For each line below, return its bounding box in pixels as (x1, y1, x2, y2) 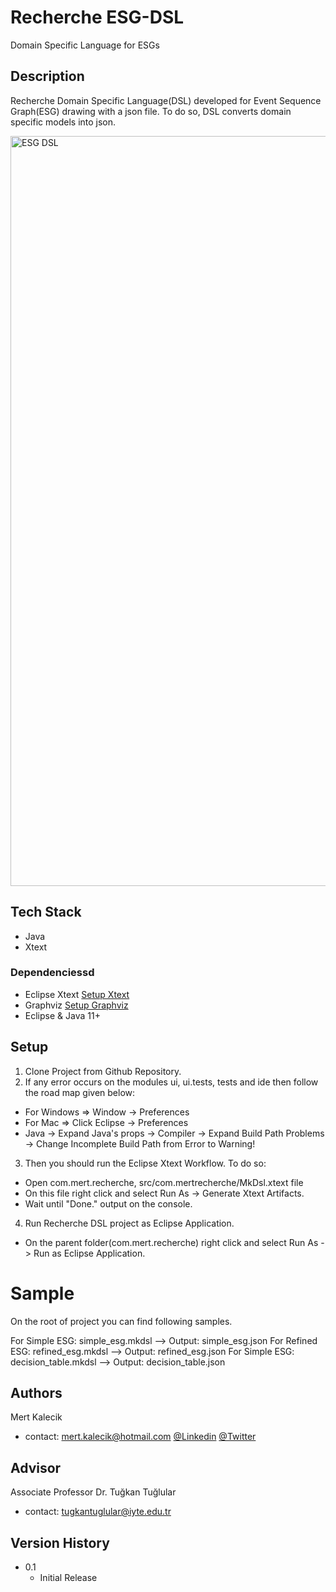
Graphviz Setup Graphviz (24, 999, 129, 1011)
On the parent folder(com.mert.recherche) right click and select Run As (24, 1236, 319, 1248)
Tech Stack (10, 904, 82, 921)
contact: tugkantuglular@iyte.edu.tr (24, 1506, 172, 1518)
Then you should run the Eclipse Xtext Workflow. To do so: (24, 1157, 267, 1169)
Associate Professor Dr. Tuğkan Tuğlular (10, 1486, 177, 1498)
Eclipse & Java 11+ (24, 1009, 101, 1021)
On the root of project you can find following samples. (10, 1315, 233, 1327)
